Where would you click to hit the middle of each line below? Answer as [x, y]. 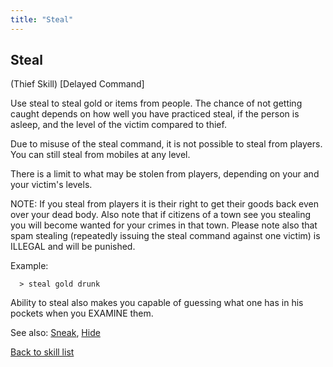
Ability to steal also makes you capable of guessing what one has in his [157, 303]
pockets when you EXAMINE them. [82, 313]
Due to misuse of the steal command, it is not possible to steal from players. [166, 144]
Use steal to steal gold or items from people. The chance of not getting [156, 103]
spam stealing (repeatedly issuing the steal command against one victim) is [165, 236]
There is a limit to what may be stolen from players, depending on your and [165, 174]
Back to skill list [42, 352]
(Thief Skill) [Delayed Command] [77, 84]
